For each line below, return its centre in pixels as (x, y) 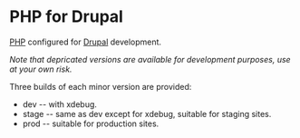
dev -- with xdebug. (60, 104)
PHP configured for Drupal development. (85, 42)
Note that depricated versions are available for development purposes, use (150, 59)
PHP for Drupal (67, 17)
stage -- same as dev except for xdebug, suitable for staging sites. (147, 113)
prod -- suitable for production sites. (91, 123)
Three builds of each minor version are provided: (101, 86)
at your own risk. (41, 69)
